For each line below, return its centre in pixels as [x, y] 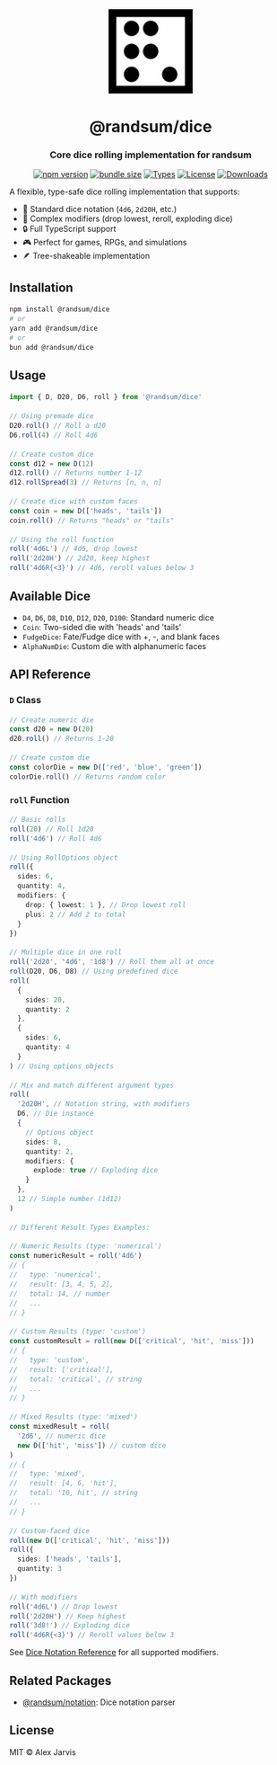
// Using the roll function [62, 539]
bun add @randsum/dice [52, 347]
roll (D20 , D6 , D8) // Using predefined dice [94, 972]
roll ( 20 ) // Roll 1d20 [52, 829]
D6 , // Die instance [56, 1114]
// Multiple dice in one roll [66, 952]
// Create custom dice [52, 454]
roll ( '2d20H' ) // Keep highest [68, 1616]
